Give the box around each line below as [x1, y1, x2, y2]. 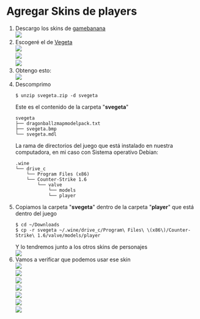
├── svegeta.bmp [15, 126, 57, 132]
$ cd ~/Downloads [15, 221, 60, 228]
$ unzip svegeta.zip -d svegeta [15, 92, 98, 99]
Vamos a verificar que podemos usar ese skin [15, 256, 131, 263]
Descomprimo [15, 80, 51, 88]
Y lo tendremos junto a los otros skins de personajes [15, 243, 148, 250]
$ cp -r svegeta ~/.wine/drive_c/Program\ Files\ [15, 227, 145, 233]
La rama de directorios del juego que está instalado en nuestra [15, 142, 173, 149]
